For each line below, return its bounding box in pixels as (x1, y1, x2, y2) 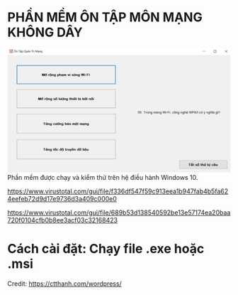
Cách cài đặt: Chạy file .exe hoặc (7, 241, 205, 257)
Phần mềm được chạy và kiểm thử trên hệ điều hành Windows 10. (7, 173, 198, 181)
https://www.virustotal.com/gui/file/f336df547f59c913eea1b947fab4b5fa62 (7, 187, 229, 195)
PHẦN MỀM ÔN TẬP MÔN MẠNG (7, 9, 203, 26)
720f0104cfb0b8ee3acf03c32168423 (7, 216, 118, 224)
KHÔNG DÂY (7, 24, 83, 41)
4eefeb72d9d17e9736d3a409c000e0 (7, 195, 117, 203)
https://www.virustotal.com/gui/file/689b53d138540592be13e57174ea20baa (7, 208, 231, 217)
